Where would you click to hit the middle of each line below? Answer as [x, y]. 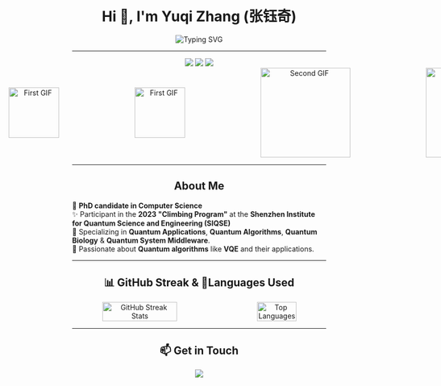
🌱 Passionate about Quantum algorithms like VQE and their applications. [193, 249]
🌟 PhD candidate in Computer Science [137, 205]
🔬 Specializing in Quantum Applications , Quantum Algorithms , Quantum [195, 231]
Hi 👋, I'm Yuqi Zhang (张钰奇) [199, 17]
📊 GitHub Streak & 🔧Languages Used [199, 283]
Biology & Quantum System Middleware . [141, 240]
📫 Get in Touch [199, 350]
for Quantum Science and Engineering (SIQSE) [152, 223]
